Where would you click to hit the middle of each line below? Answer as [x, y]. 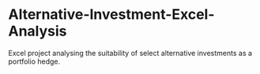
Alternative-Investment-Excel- [111, 15]
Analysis [38, 31]
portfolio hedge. [34, 61]
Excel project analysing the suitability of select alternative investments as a [130, 53]
